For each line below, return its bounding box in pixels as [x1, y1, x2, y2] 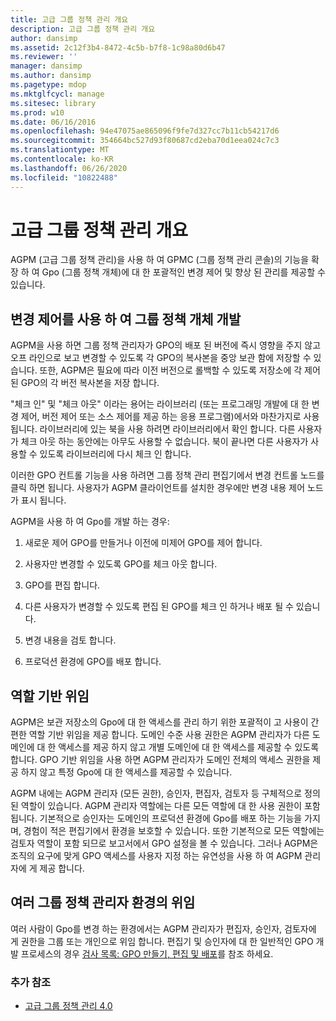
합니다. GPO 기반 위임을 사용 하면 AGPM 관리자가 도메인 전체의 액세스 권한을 [10, 754, 311, 766]
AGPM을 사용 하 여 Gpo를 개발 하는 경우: [10, 516, 170, 528]
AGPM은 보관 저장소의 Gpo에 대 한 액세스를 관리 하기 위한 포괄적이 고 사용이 [10, 716, 309, 728]
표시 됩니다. [20, 494, 67, 506]
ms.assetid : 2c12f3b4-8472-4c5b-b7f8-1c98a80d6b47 [10, 42, 226, 53]
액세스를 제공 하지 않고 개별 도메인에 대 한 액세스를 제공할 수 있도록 [58, 741, 320, 753]
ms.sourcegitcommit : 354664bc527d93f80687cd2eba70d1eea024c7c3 [10, 136, 280, 146]
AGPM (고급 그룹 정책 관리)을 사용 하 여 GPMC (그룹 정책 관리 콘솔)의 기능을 [10, 254, 310, 266]
